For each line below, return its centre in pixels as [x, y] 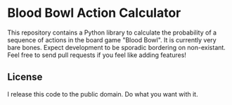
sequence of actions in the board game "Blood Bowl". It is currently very [112, 39]
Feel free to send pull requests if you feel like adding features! [97, 55]
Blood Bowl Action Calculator [94, 13]
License [25, 77]
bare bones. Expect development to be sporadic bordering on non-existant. [117, 47]
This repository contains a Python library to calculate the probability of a [112, 32]
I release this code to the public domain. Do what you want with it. [103, 94]
